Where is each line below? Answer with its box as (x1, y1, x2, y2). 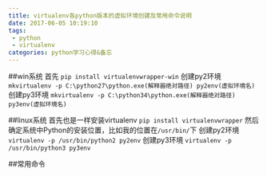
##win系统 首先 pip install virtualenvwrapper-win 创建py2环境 (8, 72, 221, 80)
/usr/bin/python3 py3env (8, 144, 91, 152)
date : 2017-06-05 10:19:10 (8, 19, 98, 27)
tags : (8, 26, 26, 34)
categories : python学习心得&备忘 (8, 49, 113, 57)
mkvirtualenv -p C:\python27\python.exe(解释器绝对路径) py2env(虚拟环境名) (8, 82, 256, 90)
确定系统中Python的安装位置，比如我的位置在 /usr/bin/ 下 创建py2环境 (8, 125, 240, 135)
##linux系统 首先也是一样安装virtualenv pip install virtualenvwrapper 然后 (8, 115, 260, 124)
